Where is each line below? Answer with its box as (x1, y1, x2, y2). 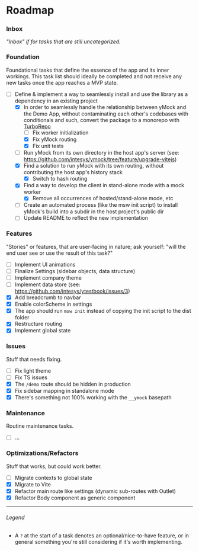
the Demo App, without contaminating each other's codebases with (23, 110, 188, 117)
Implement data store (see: (14, 281, 81, 288)
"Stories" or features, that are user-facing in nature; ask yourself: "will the (6, 243, 186, 250)
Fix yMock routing (32, 136, 77, 143)
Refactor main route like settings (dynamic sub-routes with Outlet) (14, 487, 176, 495)
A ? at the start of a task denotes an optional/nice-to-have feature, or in (14, 532, 190, 539)
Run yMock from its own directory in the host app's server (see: (23, 149, 179, 156)
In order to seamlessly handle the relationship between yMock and (23, 103, 187, 110)
